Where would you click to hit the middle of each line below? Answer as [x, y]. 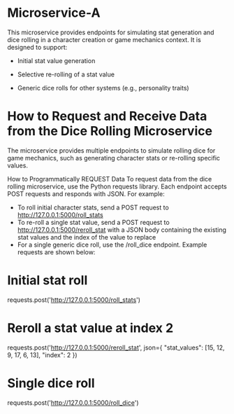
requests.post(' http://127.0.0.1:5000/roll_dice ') [73, 402]
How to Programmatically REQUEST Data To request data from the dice [110, 179]
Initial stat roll [47, 281]
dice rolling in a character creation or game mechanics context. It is [104, 39]
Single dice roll [51, 383]
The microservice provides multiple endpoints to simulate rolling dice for [111, 150]
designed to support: [37, 47]
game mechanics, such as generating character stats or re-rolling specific [114, 158]
